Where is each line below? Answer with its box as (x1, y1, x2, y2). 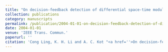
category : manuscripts (5, 16, 52, 21)
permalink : (5, 21, 28, 26)
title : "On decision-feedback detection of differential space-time (5, 7, 151, 12)
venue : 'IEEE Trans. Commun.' (5, 30, 68, 35)
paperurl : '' (5, 35, 32, 40)
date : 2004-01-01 (5, 26, 41, 31)
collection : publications (5, 12, 59, 17)
